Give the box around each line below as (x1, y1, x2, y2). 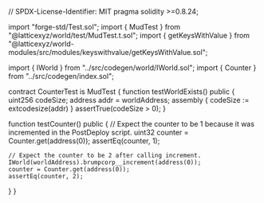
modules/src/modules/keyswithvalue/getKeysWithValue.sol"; (8, 48, 208, 57)
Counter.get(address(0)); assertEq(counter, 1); (8, 136, 160, 146)
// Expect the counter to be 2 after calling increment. (8, 151, 202, 159)
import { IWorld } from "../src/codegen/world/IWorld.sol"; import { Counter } (8, 63, 257, 72)
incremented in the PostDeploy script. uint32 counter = (8, 127, 189, 137)
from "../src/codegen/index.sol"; (8, 72, 114, 80)
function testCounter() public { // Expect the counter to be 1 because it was (8, 119, 255, 128)
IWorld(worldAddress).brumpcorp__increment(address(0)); (8, 158, 202, 166)
